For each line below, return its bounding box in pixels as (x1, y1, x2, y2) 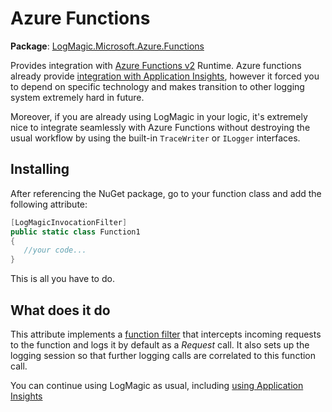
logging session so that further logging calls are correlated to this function (10, 349, 317, 361)
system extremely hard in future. (10, 91, 145, 103)
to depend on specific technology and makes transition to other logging (10, 80, 305, 92)
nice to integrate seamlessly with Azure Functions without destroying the (10, 121, 311, 133)
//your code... (23, 245, 87, 256)
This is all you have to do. (10, 273, 115, 285)
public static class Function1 (10, 227, 141, 237)
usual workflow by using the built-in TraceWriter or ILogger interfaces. (10, 132, 301, 144)
